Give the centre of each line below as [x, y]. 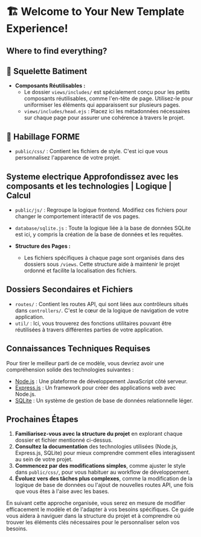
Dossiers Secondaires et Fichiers [70, 290]
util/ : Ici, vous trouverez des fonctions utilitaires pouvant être [93, 323]
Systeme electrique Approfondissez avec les [93, 176]
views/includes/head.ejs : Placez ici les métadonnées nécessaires [107, 111]
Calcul [19, 196]
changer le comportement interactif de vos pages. [77, 216]
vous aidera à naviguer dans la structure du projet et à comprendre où [94, 516]
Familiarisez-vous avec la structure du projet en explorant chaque [99, 434]
